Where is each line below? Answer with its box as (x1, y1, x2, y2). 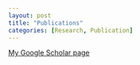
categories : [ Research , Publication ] (8, 26, 134, 34)
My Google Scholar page (8, 48, 90, 58)
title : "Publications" (8, 19, 84, 27)
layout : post (8, 11, 52, 20)
